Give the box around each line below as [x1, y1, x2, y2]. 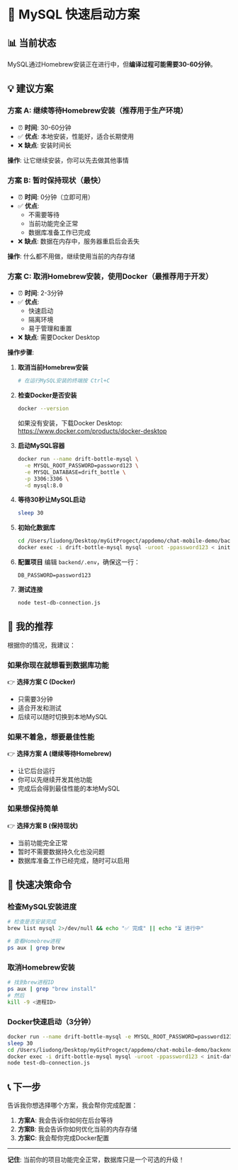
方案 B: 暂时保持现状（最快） [7, 175, 106, 185]
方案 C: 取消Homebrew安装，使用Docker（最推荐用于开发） [7, 271, 213, 281]
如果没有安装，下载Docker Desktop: [17, 419, 123, 428]
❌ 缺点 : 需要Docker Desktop [17, 333, 101, 342]
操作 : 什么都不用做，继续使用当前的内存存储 [7, 252, 135, 260]
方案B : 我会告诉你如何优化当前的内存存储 [17, 1125, 138, 1133]
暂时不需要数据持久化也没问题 [17, 847, 105, 856]
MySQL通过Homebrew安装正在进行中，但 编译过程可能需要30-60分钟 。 [7, 60, 217, 68]
